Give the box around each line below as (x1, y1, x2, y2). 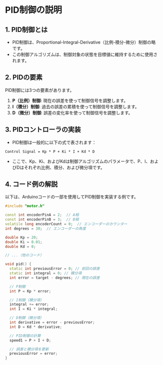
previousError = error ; (9, 351, 58, 356)
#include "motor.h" (5, 204, 45, 209)
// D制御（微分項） (9, 316, 44, 321)
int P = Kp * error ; (9, 289, 51, 294)
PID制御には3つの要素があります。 (5, 87, 75, 93)
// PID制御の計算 (9, 333, 41, 338)
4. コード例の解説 (5, 180, 58, 189)
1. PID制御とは (5, 25, 48, 34)
